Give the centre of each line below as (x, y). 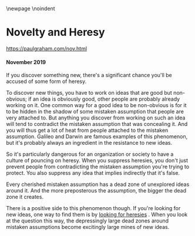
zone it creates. (25, 197)
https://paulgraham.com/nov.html (46, 48)
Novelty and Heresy (56, 32)
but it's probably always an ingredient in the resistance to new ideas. (89, 143)
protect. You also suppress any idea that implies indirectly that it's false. (93, 173)
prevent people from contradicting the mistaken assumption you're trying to (98, 167)
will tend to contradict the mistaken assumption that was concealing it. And (97, 124)
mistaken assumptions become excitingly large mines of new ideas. (88, 227)
